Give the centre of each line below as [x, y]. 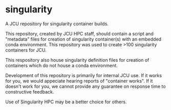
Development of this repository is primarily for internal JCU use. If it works [84, 75]
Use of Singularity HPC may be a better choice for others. [66, 102]
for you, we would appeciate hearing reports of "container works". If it [79, 81]
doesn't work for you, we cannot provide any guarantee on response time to [85, 86]
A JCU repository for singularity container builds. [57, 24]
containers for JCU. [26, 50]
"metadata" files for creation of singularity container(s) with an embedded [83, 39]
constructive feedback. [30, 91]
